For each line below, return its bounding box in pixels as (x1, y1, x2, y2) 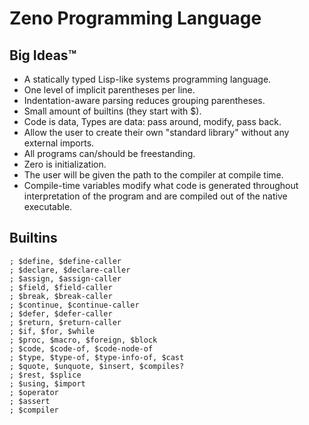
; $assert (9, 396, 51, 406)
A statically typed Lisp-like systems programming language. (23, 73, 272, 85)
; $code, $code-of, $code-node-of (9, 343, 154, 354)
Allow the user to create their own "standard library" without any (23, 127, 290, 138)
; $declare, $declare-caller (9, 265, 131, 275)
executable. (23, 201, 73, 212)
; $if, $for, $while (9, 326, 96, 336)
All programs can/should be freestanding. (23, 148, 196, 159)
